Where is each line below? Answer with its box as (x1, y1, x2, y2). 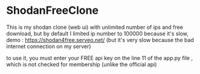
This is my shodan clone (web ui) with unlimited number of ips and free (6, 23, 183, 31)
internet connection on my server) (6, 43, 92, 50)
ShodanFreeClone (6, 4, 98, 17)
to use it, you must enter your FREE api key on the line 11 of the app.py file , (6, 54, 193, 61)
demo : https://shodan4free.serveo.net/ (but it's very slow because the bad (6, 36, 195, 43)
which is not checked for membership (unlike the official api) (6, 61, 157, 68)
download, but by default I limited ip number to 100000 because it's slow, (6, 29, 189, 37)
